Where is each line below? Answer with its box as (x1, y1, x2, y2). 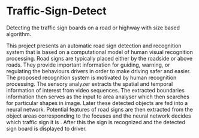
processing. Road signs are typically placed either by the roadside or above (6, 55, 193, 62)
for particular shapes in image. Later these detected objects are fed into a (6, 99, 188, 106)
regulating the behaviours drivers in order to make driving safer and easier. (6, 67, 191, 74)
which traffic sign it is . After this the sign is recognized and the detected (6, 118, 186, 125)
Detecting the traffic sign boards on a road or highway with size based (6, 24, 180, 31)
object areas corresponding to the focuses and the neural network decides (6, 112, 191, 119)
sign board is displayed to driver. (6, 125, 87, 132)
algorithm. (6, 30, 32, 37)
